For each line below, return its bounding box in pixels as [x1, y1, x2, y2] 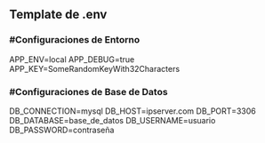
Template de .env [9, 7, 108, 22]
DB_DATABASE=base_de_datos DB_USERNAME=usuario [9, 115, 216, 125]
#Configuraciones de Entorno [9, 34, 141, 46]
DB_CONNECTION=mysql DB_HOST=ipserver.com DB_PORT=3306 [9, 106, 256, 116]
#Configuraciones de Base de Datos [9, 85, 168, 98]
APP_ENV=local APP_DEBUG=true [9, 53, 135, 65]
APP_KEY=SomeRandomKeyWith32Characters [9, 63, 181, 74]
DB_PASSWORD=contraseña [9, 124, 115, 135]
